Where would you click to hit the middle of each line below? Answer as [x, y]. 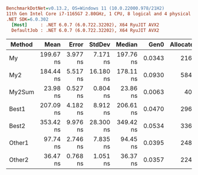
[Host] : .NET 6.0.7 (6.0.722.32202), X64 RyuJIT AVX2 [85, 25]
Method [22, 45]
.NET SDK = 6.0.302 [27, 19]
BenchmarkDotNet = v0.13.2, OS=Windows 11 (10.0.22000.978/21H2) [85, 8]
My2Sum [22, 92]
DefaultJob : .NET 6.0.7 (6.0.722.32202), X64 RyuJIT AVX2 [85, 30]
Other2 [19, 160]
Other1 [19, 143]
